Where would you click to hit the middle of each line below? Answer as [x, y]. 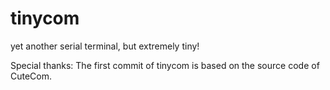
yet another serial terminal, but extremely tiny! [105, 46]
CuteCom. [31, 76]
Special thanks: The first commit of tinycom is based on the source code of [165, 65]
